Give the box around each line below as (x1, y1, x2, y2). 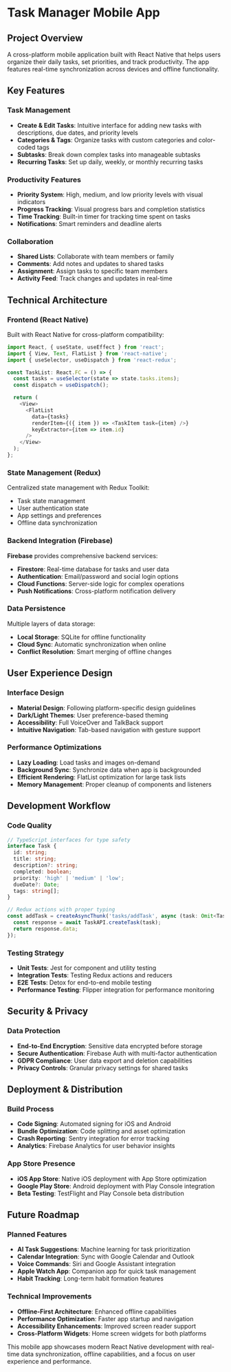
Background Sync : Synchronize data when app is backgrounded (16, 765, 201, 774)
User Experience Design (7, 667, 113, 679)
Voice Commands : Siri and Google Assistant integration (16, 1260, 176, 1268)
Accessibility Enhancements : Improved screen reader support (16, 1322, 197, 1330)
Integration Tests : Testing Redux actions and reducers (16, 971, 173, 979)
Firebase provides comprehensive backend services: (7, 551, 158, 560)
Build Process (7, 1104, 54, 1114)
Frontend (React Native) (7, 315, 89, 324)
